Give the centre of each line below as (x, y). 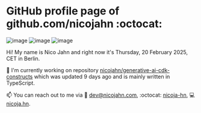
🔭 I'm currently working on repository (53, 70)
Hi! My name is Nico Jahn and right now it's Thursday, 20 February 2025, (97, 52)
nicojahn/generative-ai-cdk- (135, 70)
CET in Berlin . (23, 58)
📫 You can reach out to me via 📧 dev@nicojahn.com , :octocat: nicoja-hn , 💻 (101, 95)
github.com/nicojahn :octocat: (84, 24)
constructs (20, 76)
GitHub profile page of (63, 11)
